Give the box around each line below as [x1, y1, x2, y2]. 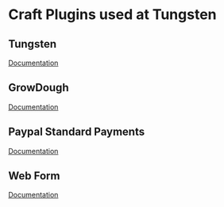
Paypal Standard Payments [8, 125, 145, 139]
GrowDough [8, 81, 69, 94]
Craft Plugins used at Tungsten [8, 6, 217, 24]
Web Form [8, 169, 60, 183]
